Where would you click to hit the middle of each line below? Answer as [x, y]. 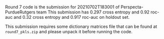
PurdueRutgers [20, 12]
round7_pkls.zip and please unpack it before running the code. [69, 32]
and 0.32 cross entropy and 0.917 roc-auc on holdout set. [72, 17]
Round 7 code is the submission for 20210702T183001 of [62, 7]
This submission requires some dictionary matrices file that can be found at [81, 26]
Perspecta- [132, 7]
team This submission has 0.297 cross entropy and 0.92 [93, 12]
